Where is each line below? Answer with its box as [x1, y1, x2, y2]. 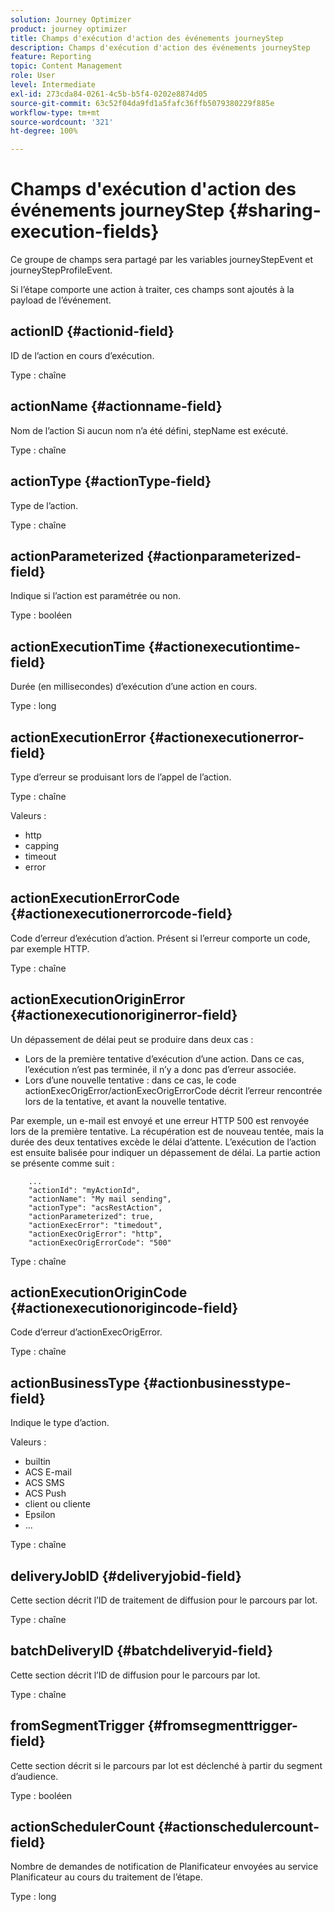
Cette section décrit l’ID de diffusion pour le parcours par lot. [10, 1669, 261, 1681]
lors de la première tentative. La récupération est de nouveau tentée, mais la [10, 1125, 325, 1137]
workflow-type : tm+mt [10, 107, 101, 118]
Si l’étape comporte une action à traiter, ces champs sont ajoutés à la [10, 284, 295, 296]
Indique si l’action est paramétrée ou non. [10, 590, 182, 602]
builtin [24, 1456, 51, 1468]
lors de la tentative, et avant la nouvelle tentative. [24, 1095, 227, 1107]
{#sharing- [228, 199, 322, 222]
